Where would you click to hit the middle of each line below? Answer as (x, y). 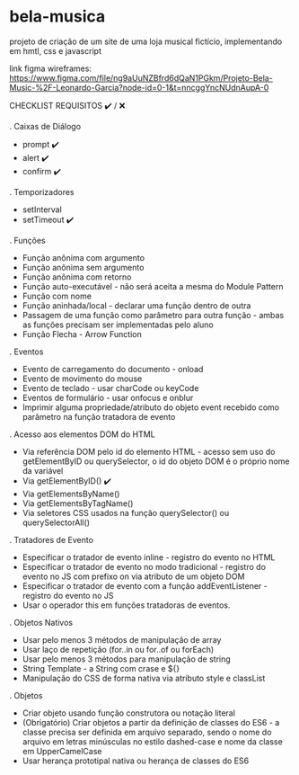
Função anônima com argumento (84, 257)
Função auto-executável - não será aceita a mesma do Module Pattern (153, 286)
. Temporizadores (42, 192)
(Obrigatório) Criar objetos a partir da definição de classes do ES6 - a (151, 722)
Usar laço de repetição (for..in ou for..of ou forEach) (118, 649)
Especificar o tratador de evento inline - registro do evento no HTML (149, 557)
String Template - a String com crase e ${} (101, 668)
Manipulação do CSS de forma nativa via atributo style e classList (144, 678)
